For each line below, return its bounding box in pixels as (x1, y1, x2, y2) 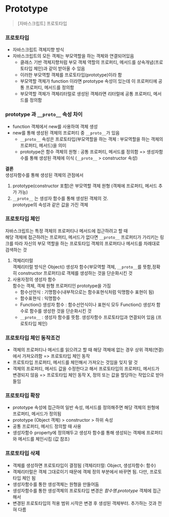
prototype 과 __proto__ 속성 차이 (5, 111, 83, 118)
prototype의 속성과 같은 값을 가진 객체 (12, 201, 88, 207)
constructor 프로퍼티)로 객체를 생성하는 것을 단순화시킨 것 (18, 270, 133, 276)
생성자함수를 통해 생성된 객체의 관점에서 (5, 172, 84, 178)
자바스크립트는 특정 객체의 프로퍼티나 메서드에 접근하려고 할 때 (5, 227, 128, 234)
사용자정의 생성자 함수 (12, 276, 57, 282)
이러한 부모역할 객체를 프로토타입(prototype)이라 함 (20, 72, 122, 78)
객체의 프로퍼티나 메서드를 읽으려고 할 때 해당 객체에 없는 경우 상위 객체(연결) (12, 347, 164, 353)
